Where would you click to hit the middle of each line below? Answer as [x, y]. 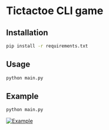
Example [22, 96]
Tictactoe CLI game [55, 11]
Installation [27, 33]
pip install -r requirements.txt [47, 46]
